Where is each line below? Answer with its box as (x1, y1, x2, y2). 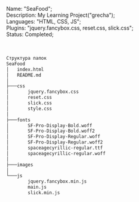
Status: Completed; (6, 31, 54, 38)
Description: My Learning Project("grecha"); (6, 11, 115, 19)
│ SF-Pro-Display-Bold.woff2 (6, 128, 95, 134)
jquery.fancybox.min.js (28, 178, 87, 185)
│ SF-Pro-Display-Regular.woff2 (6, 139, 103, 145)
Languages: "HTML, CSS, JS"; (6, 18, 81, 25)
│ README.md (6, 72, 42, 78)
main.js (28, 184, 47, 191)
